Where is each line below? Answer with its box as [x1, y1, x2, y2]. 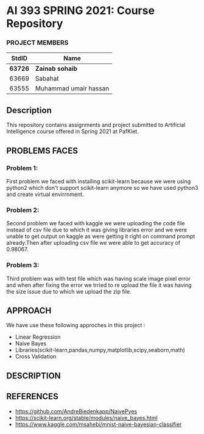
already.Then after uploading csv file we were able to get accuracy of [6, 239, 181, 247]
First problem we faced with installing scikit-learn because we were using [6, 178, 191, 185]
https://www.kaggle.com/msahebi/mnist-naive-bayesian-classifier [15, 421, 182, 428]
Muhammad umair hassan [35, 84, 110, 93]
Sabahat [35, 74, 59, 83]
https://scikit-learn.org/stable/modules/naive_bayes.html [15, 414, 158, 421]
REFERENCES [6, 391, 59, 402]
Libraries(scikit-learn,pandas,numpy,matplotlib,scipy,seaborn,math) [15, 346, 186, 354]
